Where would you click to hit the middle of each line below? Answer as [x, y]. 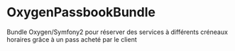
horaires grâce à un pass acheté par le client [72, 39]
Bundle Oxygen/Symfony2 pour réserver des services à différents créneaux [117, 32]
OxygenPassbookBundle [81, 12]
